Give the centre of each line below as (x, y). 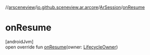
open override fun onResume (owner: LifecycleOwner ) (62, 47)
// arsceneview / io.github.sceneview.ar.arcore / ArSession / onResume (75, 7)
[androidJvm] (20, 41)
